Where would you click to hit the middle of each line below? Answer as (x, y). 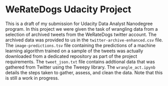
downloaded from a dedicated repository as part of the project (71, 56)
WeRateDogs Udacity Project (68, 9)
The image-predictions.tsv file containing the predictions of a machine (80, 45)
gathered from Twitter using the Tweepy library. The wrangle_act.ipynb (80, 67)
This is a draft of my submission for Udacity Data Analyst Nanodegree (79, 24)
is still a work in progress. (32, 78)
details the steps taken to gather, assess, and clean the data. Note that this (84, 72)
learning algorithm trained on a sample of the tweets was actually (74, 51)
